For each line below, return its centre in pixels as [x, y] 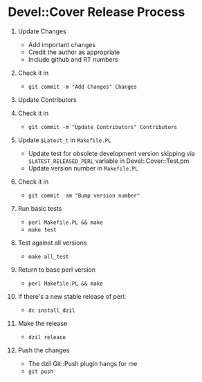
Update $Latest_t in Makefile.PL [64, 140]
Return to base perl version [57, 269]
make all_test [48, 257]
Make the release [43, 323]
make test [43, 229]
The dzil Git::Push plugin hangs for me [83, 363]
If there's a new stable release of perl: [72, 296]
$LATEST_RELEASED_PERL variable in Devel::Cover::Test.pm [109, 161]
